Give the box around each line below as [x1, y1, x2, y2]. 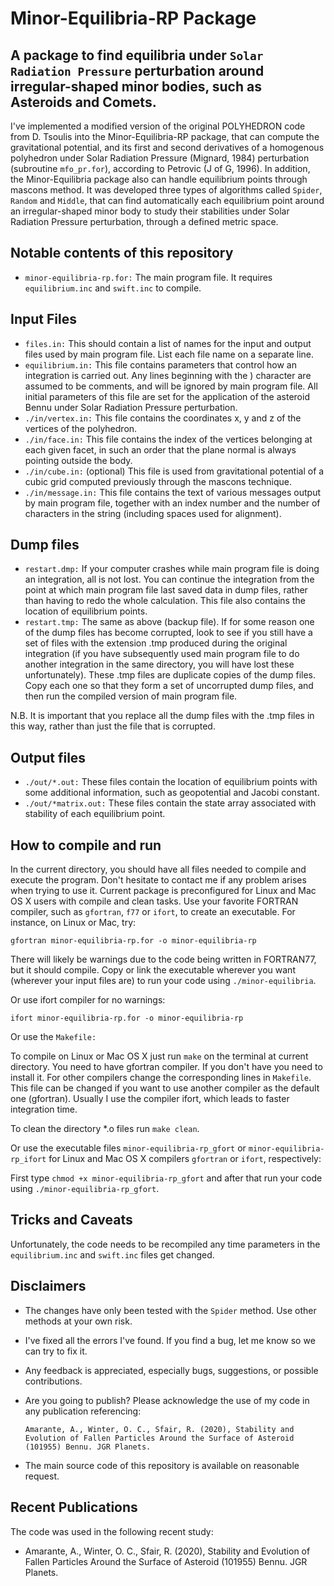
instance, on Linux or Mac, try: [10, 917, 137, 929]
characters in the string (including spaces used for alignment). [24, 507, 282, 519]
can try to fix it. [24, 1345, 88, 1357]
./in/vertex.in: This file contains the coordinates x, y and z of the [24, 412, 302, 424]
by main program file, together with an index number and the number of [24, 497, 321, 509]
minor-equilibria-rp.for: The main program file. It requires [24, 271, 273, 283]
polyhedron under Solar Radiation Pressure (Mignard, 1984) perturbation [10, 152, 310, 164]
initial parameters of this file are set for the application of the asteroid [24, 390, 310, 402]
